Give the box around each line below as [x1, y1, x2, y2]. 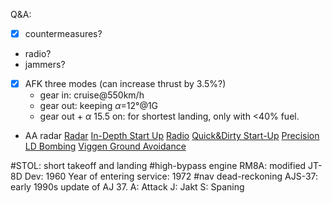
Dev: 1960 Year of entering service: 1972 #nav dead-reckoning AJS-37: [24, 170, 319, 183]
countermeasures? [24, 28, 103, 39]
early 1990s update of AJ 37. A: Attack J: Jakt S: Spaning [10, 181, 245, 193]
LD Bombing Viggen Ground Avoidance [24, 140, 187, 153]
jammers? [24, 59, 66, 71]
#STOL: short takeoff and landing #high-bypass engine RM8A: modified [10, 160, 307, 172]
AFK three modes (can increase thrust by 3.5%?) [24, 78, 227, 90]
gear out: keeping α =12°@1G [39, 100, 159, 112]
